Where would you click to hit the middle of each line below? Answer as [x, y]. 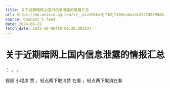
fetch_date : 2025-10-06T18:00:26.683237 [49, 29]
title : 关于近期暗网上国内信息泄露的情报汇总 [47, 10]
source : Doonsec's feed [30, 19]
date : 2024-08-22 [24, 24]
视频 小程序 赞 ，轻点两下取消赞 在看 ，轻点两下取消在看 [64, 80]
